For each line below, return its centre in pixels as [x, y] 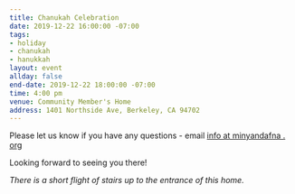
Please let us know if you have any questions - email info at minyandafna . [147, 135]
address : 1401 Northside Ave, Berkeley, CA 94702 [105, 110]
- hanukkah [30, 60]
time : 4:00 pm [36, 93]
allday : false [36, 77]
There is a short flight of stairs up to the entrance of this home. [127, 180]
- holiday [28, 43]
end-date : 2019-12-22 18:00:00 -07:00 [82, 85]
